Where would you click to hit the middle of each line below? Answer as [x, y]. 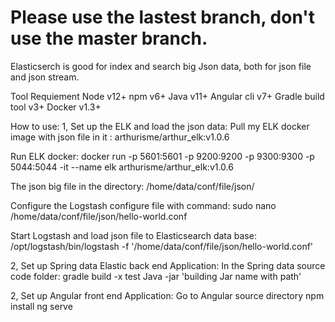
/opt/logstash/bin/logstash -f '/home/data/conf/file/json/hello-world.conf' [162, 246]
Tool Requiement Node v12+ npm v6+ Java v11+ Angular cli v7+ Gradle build [167, 96]
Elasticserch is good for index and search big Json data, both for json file [161, 66]
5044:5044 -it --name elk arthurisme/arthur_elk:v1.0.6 [122, 167]
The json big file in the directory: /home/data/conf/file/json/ [132, 186]
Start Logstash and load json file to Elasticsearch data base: [133, 235]
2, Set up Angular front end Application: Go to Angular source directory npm [167, 295]
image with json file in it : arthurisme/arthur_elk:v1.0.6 [120, 137]
